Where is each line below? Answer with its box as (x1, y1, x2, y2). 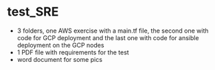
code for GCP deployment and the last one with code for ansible (16, 33, 199, 41)
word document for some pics (16, 55, 103, 63)
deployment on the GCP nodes (16, 41, 104, 49)
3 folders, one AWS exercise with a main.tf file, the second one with (16, 27, 209, 35)
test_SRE (7, 4, 59, 20)
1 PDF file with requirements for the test (16, 48, 129, 56)
